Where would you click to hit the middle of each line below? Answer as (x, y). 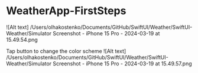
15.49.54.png (22, 39)
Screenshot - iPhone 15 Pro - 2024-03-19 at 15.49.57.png (122, 64)
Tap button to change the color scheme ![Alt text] (66, 51)
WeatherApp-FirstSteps (66, 11)
